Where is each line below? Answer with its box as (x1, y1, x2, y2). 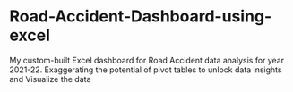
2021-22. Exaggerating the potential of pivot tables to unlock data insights (9, 64, 282, 75)
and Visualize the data (9, 73, 91, 84)
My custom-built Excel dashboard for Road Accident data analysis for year (9, 54, 285, 65)
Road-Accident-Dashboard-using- (9, 6, 272, 27)
